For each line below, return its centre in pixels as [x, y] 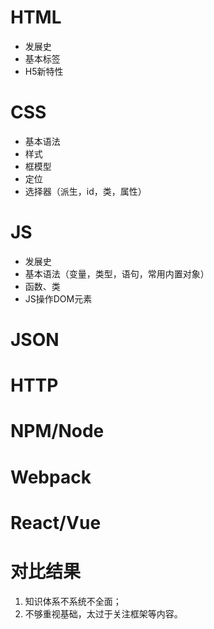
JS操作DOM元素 [58, 298]
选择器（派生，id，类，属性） [85, 191]
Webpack [51, 477]
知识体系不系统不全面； [73, 601]
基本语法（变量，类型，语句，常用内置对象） [117, 273]
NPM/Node [57, 431]
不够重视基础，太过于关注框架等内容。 [103, 613]
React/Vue [56, 522]
